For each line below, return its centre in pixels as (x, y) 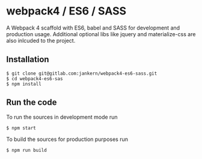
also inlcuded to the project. (41, 40)
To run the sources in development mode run (62, 117)
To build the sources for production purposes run (67, 139)
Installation (28, 59)
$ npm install (24, 84)
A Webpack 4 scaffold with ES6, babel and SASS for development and (93, 28)
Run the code (32, 103)
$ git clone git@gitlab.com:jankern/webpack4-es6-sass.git (82, 73)
